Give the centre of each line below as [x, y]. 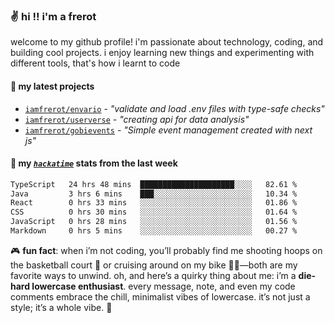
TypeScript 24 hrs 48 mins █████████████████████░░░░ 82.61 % [154, 184]
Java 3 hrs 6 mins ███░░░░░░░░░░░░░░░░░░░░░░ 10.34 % [154, 194]
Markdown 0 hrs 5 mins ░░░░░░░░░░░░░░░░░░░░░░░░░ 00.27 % [154, 231]
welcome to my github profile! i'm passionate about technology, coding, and [167, 42]
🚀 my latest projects [52, 86]
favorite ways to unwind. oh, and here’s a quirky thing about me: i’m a [153, 275]
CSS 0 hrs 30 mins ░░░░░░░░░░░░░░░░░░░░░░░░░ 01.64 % [154, 212]
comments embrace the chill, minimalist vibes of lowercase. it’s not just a [160, 296]
